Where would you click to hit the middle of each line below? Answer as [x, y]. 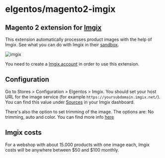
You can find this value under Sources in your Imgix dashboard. [70, 102]
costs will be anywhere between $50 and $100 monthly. [62, 150]
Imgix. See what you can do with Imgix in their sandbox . [62, 45]
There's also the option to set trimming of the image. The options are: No [80, 112]
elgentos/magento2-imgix [60, 9]
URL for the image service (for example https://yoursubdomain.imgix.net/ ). [83, 97]
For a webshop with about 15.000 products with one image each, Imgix [77, 145]
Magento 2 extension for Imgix [53, 28]
